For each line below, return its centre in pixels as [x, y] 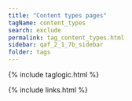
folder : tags [29, 52]
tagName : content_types [47, 23]
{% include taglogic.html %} [54, 75]
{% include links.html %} [48, 90]
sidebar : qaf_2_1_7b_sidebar [56, 45]
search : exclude [35, 30]
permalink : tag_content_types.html [66, 37]
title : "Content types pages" [58, 15]
